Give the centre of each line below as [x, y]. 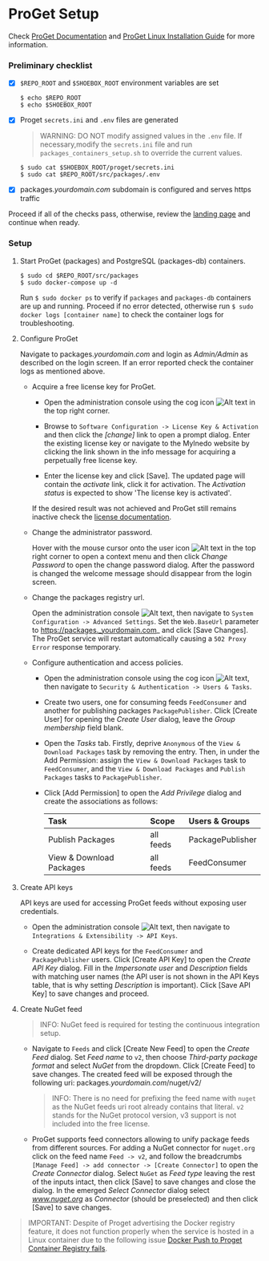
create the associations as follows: [101, 801]
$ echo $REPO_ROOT [50, 98]
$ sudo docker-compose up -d [68, 282]
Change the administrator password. [92, 532]
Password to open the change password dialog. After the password [143, 565]
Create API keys [46, 887]
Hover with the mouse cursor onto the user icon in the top [144, 548]
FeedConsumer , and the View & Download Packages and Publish [145, 768]
